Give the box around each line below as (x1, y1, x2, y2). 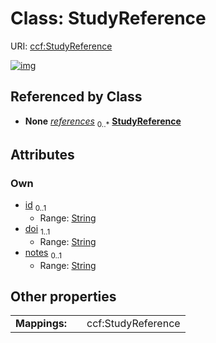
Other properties (10, 288, 117, 306)
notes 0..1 (24, 246, 62, 261)
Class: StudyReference (10, 7, 207, 30)
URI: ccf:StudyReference (10, 40, 113, 52)
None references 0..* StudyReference (24, 115, 182, 129)
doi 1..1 (24, 223, 51, 237)
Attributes (10, 146, 75, 163)
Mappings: (15, 317, 68, 331)
